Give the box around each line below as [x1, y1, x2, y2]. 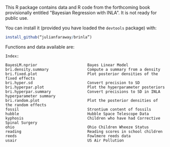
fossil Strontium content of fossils [5, 106, 152, 112]
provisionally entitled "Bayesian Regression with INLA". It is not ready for [5, 10, 157, 16]
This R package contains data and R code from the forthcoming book [5, 5, 150, 10]
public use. [5, 15, 29, 21]
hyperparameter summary [5, 93, 56, 98]
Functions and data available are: [5, 44, 75, 50]
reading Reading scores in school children [5, 129, 163, 134]
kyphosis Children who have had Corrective [5, 116, 160, 121]
